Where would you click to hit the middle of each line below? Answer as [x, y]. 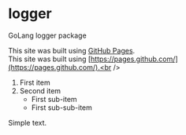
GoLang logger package [47, 35]
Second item [40, 90]
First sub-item [54, 99]
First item [35, 82]
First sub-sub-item [62, 108]
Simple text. [28, 122]
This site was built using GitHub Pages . [72, 50]
